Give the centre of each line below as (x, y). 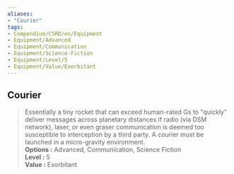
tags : (15, 27)
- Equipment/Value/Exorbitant (52, 66)
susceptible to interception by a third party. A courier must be (114, 134)
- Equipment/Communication (47, 47)
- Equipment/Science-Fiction (50, 54)
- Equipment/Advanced (39, 40)
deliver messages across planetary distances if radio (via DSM (116, 120)
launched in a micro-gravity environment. (85, 142)
